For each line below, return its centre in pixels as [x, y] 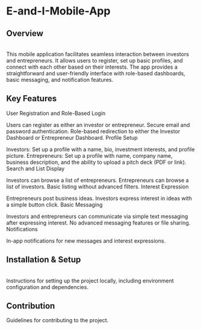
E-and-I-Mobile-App [58, 11]
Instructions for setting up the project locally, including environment [90, 281]
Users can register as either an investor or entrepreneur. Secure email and [98, 125]
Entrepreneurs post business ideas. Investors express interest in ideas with [99, 198]
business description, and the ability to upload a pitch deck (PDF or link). [96, 162]
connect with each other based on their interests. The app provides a [92, 67]
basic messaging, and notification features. [60, 80]
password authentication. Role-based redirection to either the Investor [93, 131]
